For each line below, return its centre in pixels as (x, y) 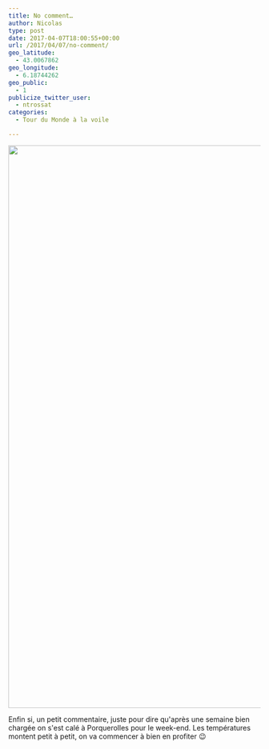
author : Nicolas (35, 23)
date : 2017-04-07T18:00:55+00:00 (64, 38)
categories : (28, 113)
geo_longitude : (34, 68)
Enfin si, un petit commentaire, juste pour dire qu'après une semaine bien (129, 719)
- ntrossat (34, 105)
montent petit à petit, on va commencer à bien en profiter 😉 (107, 736)
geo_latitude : (32, 53)
